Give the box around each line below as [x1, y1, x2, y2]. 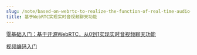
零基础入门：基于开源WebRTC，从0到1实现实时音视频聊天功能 [6, 30, 157, 38]
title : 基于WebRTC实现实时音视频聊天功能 [6, 14, 97, 20]
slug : [6, 8, 19, 14]
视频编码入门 [6, 43, 37, 50]
